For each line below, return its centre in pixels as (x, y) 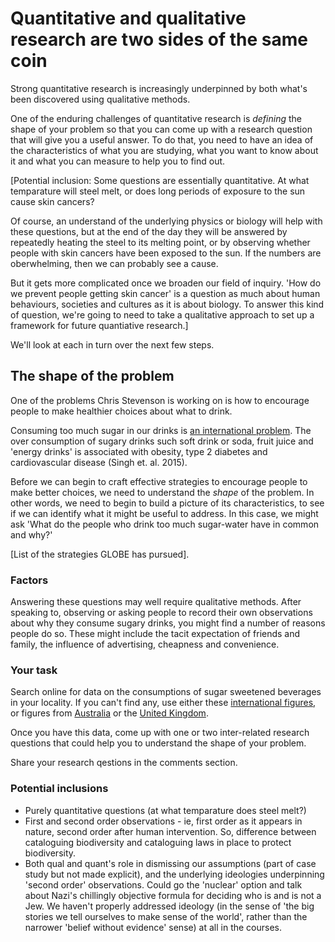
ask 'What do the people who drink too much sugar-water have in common (165, 524)
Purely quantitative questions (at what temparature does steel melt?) (165, 810)
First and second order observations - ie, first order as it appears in (163, 821)
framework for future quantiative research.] (99, 325)
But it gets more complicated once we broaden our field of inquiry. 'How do (166, 283)
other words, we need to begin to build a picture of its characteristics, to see (167, 503)
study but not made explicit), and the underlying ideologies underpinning (174, 874)
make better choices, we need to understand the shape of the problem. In (162, 492)
